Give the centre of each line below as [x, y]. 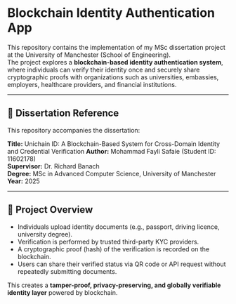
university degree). [45, 234]
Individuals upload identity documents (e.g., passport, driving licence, [118, 227]
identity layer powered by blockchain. [63, 292]
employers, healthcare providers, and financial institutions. [92, 84]
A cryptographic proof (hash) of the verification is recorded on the [113, 249]
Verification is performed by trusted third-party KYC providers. [108, 242]
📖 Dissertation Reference [63, 113]
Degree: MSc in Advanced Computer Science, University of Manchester [112, 173]
